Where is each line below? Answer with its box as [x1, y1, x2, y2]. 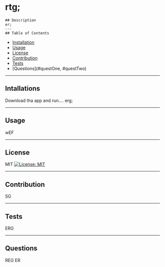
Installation [12, 39, 35, 45]
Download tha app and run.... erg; [5, 98, 73, 103]
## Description [5, 18, 36, 23]
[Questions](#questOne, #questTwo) [12, 66, 87, 71]
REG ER [5, 257, 21, 263]
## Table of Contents [5, 31, 50, 35]
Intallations [5, 84, 40, 93]
